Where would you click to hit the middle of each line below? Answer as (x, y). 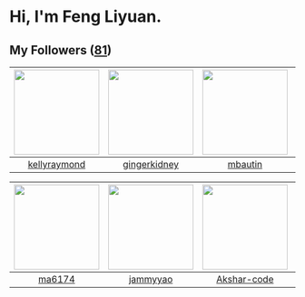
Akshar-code (245, 279)
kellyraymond (57, 164)
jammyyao (151, 279)
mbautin (245, 164)
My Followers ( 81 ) (60, 50)
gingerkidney (151, 164)
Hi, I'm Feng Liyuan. (85, 17)
